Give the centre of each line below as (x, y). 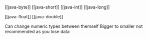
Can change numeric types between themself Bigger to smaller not (74, 26)
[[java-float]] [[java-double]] (34, 17)
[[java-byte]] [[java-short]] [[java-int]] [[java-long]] (57, 7)
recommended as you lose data (37, 31)
